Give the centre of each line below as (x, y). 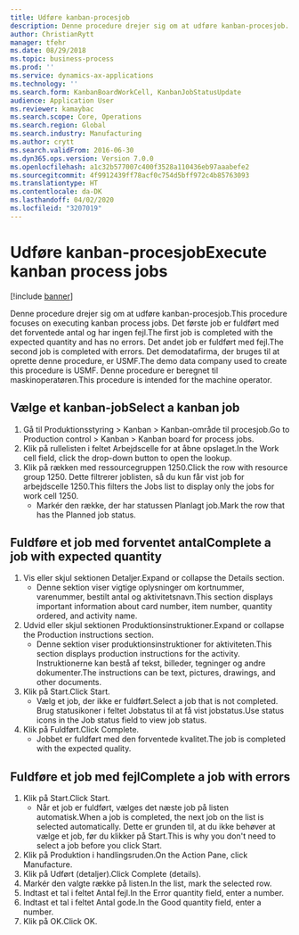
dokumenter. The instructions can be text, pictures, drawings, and (156, 673)
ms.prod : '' (32, 68)
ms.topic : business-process (62, 59)
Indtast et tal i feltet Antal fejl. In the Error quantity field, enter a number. (153, 893)
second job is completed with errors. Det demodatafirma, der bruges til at (145, 351)
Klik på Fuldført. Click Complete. (81, 730)
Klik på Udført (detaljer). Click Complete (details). (112, 874)
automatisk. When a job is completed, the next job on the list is (150, 817)
